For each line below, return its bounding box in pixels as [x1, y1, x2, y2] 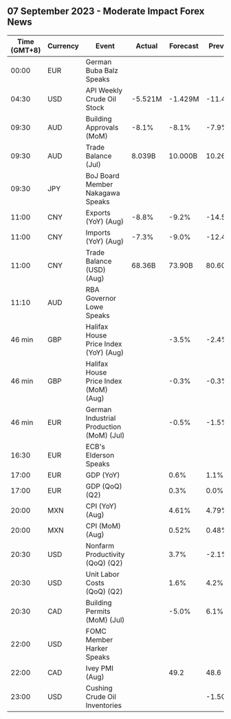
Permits [85, 607, 111, 616]
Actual [135, 41, 158, 50]
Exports [85, 208, 111, 217]
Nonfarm [85, 541, 115, 551]
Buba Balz [85, 66, 119, 75]
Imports [85, 228, 111, 237]
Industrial [85, 413, 116, 423]
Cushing [85, 683, 113, 693]
